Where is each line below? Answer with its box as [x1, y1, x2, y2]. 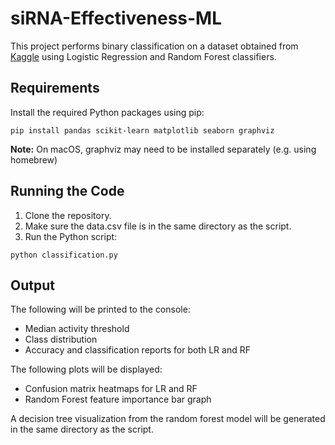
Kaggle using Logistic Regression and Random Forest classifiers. [10, 50, 277, 62]
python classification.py [10, 250, 118, 260]
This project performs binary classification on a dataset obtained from [10, 40, 299, 52]
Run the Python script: [24, 230, 118, 242]
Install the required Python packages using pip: [10, 106, 205, 118]
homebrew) [10, 153, 58, 166]
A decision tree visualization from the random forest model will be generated [10, 413, 326, 425]
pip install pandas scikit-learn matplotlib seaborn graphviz [10, 125, 275, 136]
